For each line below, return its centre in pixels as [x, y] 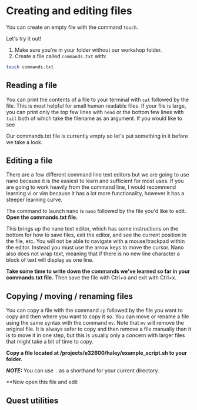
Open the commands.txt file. [42, 217]
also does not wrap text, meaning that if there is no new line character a [93, 254]
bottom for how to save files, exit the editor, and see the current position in [96, 235]
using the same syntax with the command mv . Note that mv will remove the [95, 323]
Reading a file [32, 86]
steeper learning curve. [34, 200]
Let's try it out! [24, 38]
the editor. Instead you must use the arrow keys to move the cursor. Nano [95, 248]
